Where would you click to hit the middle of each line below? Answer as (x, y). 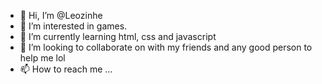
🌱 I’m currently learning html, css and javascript (118, 36)
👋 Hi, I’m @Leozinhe (61, 15)
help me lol (42, 58)
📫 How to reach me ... (66, 69)
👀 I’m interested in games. (73, 26)
